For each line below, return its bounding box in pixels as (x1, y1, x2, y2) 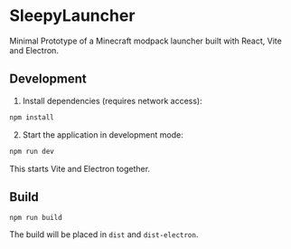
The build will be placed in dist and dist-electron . (9, 229, 199, 240)
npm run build (9, 214, 63, 223)
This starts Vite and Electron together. (9, 163, 151, 174)
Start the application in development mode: (22, 129, 183, 140)
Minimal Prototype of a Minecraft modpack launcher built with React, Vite (9, 35, 282, 46)
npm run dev (9, 147, 54, 156)
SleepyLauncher (9, 5, 136, 26)
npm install (9, 112, 54, 122)
